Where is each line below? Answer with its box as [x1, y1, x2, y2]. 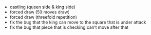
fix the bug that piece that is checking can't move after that [9, 24, 129, 30]
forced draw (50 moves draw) [9, 9, 70, 15]
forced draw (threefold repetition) [9, 14, 77, 20]
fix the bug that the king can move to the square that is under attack [9, 19, 146, 25]
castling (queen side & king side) [9, 4, 75, 10]
